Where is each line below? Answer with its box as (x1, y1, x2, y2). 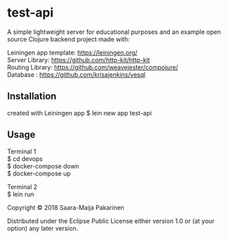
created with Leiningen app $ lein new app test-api (7, 108, 152, 117)
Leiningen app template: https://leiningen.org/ (7, 48, 138, 57)
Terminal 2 (7, 182, 38, 191)
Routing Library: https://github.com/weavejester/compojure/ (7, 63, 178, 71)
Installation (7, 90, 57, 102)
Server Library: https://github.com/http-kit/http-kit (7, 55, 151, 64)
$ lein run (7, 190, 35, 198)
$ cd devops (7, 154, 43, 163)
